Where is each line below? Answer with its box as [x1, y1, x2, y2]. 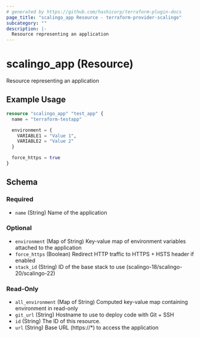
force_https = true [11, 155, 61, 161]
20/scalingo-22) [14, 269, 55, 277]
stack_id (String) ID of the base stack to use [14, 263, 125, 270]
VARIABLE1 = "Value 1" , [17, 133, 77, 139]
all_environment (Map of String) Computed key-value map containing [14, 298, 189, 306]
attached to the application [14, 244, 82, 251]
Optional [6, 224, 32, 232]
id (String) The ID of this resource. [14, 318, 101, 325]
